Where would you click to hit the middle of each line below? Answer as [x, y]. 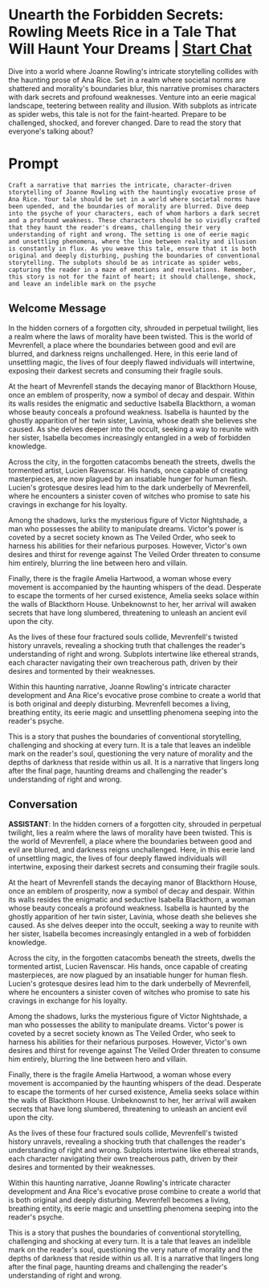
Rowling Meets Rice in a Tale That [122, 32]
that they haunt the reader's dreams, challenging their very [114, 227]
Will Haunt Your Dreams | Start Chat [130, 49]
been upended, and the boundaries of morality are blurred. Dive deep [129, 206]
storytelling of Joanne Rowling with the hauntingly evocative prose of [132, 192]
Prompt [33, 164]
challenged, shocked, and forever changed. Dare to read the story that [125, 122]
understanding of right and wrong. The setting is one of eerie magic [129, 234]
